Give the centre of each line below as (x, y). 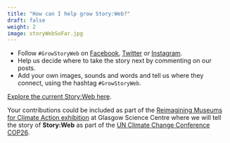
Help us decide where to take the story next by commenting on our (115, 61)
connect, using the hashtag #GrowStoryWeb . (79, 83)
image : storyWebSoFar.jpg (45, 33)
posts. (27, 68)
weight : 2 (22, 27)
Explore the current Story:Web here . (59, 97)
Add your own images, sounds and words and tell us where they (110, 76)
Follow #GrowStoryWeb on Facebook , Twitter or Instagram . (100, 53)
